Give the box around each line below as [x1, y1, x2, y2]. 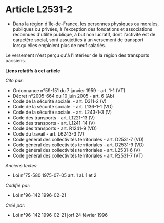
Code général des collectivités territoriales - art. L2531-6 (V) [12, 147, 140, 153]
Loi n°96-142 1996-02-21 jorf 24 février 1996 [12, 212, 108, 218]
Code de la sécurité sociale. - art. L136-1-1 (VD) [12, 103, 113, 109]
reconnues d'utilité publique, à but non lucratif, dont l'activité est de [12, 31, 156, 37]
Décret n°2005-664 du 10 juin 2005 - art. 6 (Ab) [12, 93, 115, 99]
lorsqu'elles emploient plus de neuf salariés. [12, 42, 106, 48]
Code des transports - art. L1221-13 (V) [12, 114, 95, 121]
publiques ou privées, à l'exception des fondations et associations [12, 26, 153, 32]
